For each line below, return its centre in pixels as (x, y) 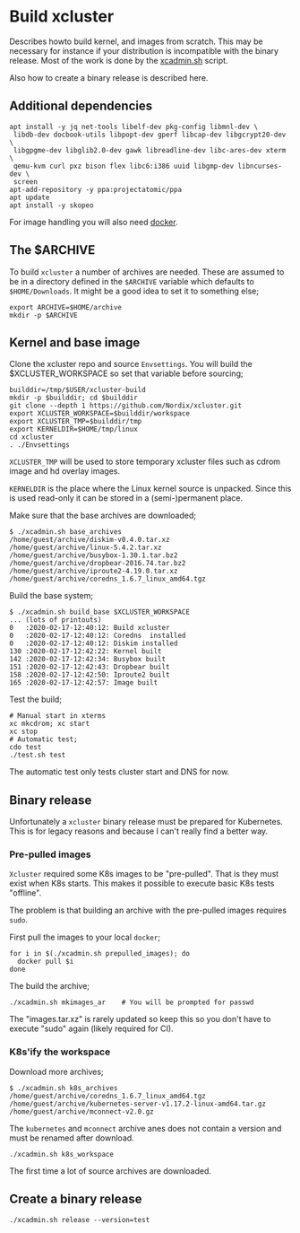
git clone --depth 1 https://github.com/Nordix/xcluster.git (126, 406)
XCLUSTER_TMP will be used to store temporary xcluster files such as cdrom (145, 462)
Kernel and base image (75, 342)
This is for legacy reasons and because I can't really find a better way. (139, 831)
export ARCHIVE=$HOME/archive (66, 307)
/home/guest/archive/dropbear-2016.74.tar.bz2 (98, 564)
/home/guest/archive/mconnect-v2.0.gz (81, 1111)
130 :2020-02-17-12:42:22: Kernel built (86, 651)
